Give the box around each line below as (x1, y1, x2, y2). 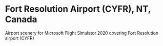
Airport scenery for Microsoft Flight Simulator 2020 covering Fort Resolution (5, 30, 159, 36)
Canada (5, 14, 38, 25)
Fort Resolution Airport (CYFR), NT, (5, 3, 151, 15)
